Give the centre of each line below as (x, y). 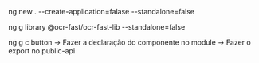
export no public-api (42, 51)
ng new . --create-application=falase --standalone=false (102, 12)
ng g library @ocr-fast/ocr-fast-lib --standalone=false (97, 27)
